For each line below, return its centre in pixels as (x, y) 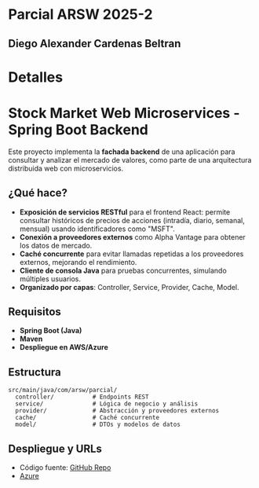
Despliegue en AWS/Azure (64, 347)
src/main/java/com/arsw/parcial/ (63, 391)
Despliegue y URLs (55, 448)
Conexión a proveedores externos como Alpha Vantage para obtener (132, 237)
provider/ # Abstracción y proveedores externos (117, 411)
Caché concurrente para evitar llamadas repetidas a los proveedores (131, 254)
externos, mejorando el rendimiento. (78, 262)
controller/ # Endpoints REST (82, 397)
